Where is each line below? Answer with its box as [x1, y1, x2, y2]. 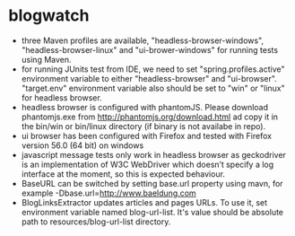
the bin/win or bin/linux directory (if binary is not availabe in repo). [21, 120, 266, 131]
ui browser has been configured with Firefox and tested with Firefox [21, 130, 273, 141]
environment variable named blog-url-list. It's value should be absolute [21, 206, 284, 217]
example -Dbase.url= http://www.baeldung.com [21, 188, 196, 198]
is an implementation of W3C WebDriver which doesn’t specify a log [21, 159, 274, 170]
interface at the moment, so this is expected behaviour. [21, 168, 226, 179]
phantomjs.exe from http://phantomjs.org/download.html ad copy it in [21, 111, 279, 122]
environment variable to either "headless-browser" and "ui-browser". [21, 73, 277, 83]
